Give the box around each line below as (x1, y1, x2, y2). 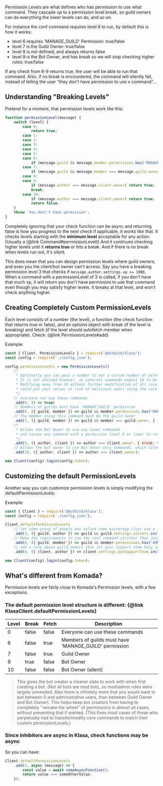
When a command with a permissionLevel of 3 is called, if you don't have (5, 274, 151, 280)
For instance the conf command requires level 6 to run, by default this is (5, 24, 149, 30)
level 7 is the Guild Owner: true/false (12, 44, 85, 49)
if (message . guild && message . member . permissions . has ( (31, 160, 145, 165)
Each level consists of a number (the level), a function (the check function (5, 316, 153, 322)
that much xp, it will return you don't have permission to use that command (5, 279, 155, 285)
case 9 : (22, 178, 38, 184)
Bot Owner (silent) (61, 666, 103, 673)
